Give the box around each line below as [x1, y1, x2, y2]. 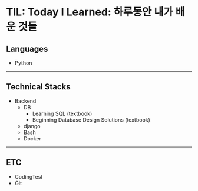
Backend [14, 98, 37, 105]
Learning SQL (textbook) [32, 110, 93, 117]
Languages [6, 43, 48, 53]
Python [14, 59, 32, 66]
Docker [23, 135, 41, 142]
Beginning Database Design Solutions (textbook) [32, 116, 150, 123]
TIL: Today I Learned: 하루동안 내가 [6, 5, 174, 19]
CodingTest [14, 173, 43, 180]
